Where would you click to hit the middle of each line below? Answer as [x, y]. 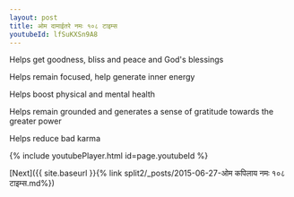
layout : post [34, 17]
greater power [35, 121]
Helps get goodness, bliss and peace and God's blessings [117, 60]
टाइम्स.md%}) [32, 184]
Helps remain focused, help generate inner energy [102, 77]
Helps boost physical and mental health [82, 94]
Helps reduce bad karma [55, 139]
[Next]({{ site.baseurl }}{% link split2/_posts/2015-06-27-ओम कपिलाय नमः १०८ [147, 173]
